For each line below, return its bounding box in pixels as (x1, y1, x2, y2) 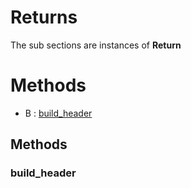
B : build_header (24, 107, 93, 119)
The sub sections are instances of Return (10, 39, 182, 51)
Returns (10, 6, 78, 29)
